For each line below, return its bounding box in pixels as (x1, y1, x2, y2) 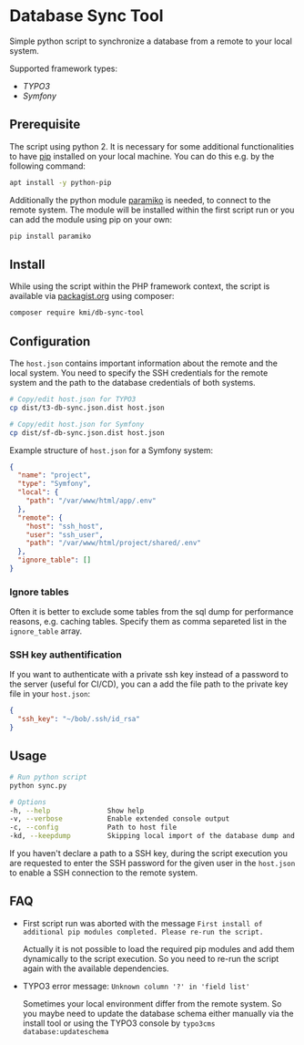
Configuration (9, 334, 91, 349)
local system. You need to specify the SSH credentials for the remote (9, 367, 269, 378)
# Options (9, 797, 47, 807)
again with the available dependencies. (22, 963, 170, 974)
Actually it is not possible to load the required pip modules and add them (22, 943, 295, 954)
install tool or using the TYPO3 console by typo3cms (22, 1018, 216, 1029)
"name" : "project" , (17, 471, 92, 480)
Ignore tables (9, 585, 70, 598)
